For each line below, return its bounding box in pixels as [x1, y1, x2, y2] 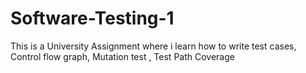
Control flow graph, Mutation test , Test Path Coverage [10, 50, 235, 62]
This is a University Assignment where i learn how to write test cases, [10, 40, 297, 52]
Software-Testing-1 [10, 7, 175, 30]
